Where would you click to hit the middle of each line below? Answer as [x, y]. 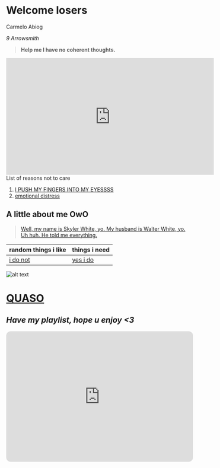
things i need [91, 250]
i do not [20, 260]
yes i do [83, 260]
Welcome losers [47, 10]
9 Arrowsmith [23, 38]
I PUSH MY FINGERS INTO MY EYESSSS [64, 189]
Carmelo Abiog [25, 27]
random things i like [38, 250]
